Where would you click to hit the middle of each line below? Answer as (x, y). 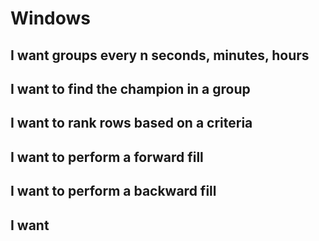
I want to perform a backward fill (113, 191)
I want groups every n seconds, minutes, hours (160, 55)
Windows (50, 18)
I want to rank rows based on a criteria (131, 123)
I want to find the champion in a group (130, 88)
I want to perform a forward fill (107, 157)
